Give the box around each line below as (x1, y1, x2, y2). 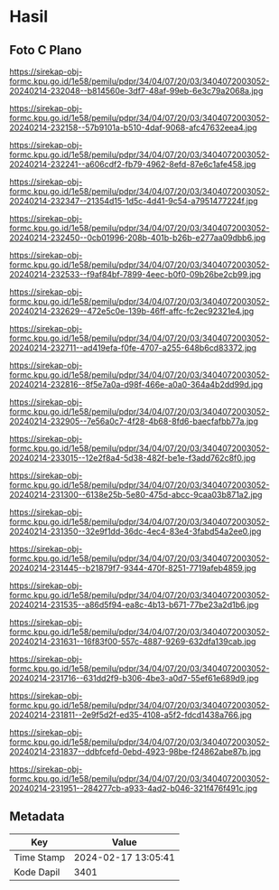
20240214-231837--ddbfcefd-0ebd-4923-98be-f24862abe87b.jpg (9, 746, 262, 756)
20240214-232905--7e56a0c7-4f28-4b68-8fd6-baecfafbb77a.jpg (9, 416, 259, 426)
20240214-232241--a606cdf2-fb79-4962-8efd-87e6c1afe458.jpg (9, 159, 256, 169)
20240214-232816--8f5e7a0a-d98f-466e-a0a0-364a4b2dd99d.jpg (9, 379, 264, 389)
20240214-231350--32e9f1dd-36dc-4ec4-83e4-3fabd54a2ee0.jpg (9, 526, 262, 537)
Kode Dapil (14, 866, 60, 878)
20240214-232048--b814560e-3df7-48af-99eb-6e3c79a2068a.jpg (9, 86, 264, 96)
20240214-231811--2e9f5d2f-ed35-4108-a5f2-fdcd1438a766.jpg (9, 709, 253, 720)
